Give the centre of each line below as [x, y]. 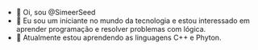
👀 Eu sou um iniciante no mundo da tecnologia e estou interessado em [133, 21]
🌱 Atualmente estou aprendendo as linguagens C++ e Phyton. [119, 37]
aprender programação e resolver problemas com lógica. [111, 29]
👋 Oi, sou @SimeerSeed [56, 12]
